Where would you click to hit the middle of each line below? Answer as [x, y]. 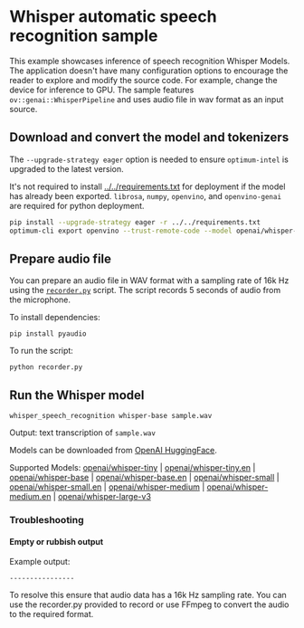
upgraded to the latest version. [66, 168]
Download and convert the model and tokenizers [149, 138]
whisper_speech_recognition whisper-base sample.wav [111, 416]
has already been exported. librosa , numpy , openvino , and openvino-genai [146, 195]
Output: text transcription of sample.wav [83, 433]
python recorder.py [46, 367]
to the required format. [52, 614]
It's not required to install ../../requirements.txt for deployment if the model [147, 186]
